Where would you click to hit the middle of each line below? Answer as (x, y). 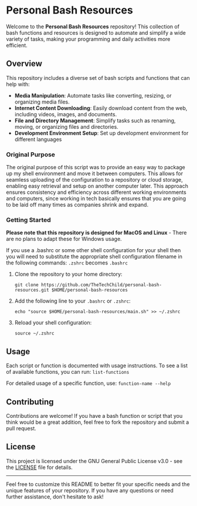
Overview (24, 64)
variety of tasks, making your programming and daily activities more (88, 39)
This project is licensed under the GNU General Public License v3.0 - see (94, 461)
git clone (27, 285)
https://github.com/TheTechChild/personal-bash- (101, 285)
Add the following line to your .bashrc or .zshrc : (72, 301)
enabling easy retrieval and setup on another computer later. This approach (97, 186)
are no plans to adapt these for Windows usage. (64, 239)
